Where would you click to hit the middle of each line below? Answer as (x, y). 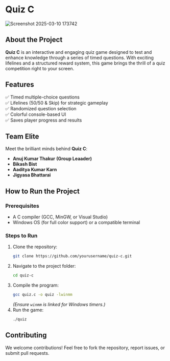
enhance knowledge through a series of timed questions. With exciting (80, 57)
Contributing (26, 335)
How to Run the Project (43, 191)
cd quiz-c (23, 275)
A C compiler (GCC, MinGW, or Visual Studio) (60, 217)
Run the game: (28, 310)
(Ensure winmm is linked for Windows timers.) (59, 304)
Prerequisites (22, 206)
